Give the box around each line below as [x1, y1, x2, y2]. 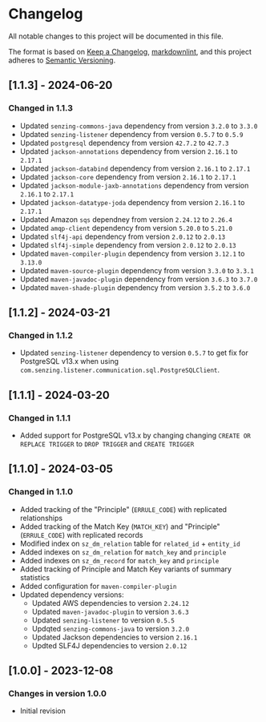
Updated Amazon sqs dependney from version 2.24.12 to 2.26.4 [19, 214, 232, 224]
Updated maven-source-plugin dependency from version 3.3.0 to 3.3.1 [19, 265, 255, 275]
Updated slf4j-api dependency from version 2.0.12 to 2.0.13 [19, 232, 226, 241]
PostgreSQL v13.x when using [19, 357, 119, 366]
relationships [19, 513, 62, 522]
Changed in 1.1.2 [8, 329, 74, 341]
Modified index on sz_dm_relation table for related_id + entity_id [19, 538, 240, 548]
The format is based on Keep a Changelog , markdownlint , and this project [8, 46, 252, 56]
